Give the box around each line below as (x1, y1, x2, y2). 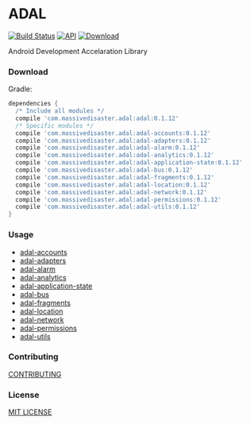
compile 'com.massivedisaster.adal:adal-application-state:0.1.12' (15, 159, 244, 167)
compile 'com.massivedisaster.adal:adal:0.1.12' (15, 114, 179, 122)
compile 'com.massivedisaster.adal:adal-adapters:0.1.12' (15, 137, 212, 145)
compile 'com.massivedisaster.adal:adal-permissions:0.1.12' (15, 195, 222, 203)
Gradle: (8, 84, 33, 94)
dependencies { (8, 100, 59, 108)
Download (8, 66, 49, 77)
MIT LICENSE (8, 407, 52, 417)
